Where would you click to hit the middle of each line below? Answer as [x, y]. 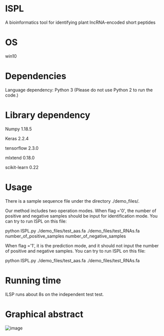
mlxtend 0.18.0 [20, 158]
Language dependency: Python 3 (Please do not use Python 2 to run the [79, 90]
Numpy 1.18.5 [19, 129]
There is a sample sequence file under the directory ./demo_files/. [72, 201]
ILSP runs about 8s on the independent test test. [55, 294]
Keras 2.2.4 [17, 138]
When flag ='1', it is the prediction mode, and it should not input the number [82, 245]
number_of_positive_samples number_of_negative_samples [66, 236]
